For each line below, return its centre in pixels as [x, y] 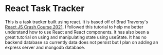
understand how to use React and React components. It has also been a [77, 32]
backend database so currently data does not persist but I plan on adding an [81, 42]
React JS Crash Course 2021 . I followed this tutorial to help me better [74, 27]
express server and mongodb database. [45, 47]
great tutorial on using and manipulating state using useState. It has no [76, 37]
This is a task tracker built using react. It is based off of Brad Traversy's [77, 22]
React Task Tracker [45, 8]
